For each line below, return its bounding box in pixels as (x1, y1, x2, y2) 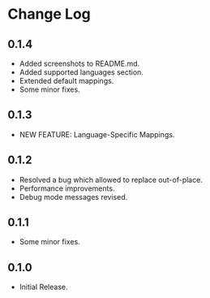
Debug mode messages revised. (19, 192, 128, 201)
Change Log (7, 5, 91, 24)
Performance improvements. (19, 184, 115, 193)
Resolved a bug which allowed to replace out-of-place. (19, 175, 204, 184)
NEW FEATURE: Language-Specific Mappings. (19, 129, 175, 139)
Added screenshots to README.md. (19, 58, 140, 68)
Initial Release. (19, 282, 68, 292)
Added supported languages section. (19, 67, 144, 77)
